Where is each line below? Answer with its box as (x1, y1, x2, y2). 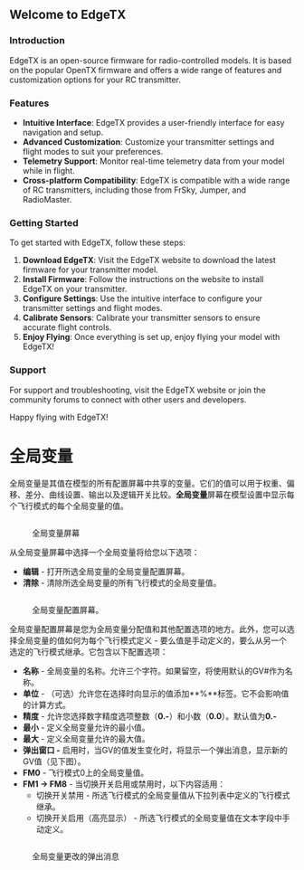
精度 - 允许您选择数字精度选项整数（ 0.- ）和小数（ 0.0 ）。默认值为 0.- (22, 710, 278, 722)
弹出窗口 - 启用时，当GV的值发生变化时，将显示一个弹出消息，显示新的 (22, 744, 288, 755)
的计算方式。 (22, 699, 71, 710)
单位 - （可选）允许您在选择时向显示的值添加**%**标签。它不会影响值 (22, 687, 290, 699)
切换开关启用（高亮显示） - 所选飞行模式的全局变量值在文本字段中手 (35, 812, 290, 823)
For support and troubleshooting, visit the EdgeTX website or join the (9, 384, 266, 395)
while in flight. (22, 165, 75, 175)
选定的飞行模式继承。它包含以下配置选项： (9, 646, 168, 657)
